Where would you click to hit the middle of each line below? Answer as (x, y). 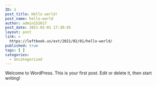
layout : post (18, 32)
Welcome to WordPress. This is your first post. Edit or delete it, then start (78, 73)
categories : (17, 55)
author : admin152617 (26, 23)
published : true (22, 46)
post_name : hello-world (29, 18)
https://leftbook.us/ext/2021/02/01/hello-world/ (61, 41)
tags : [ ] (15, 50)
